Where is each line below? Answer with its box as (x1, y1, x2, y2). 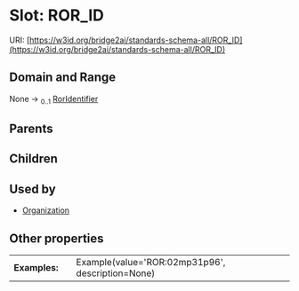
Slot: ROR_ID (9, 5, 105, 26)
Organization (21, 205, 69, 216)
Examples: (13, 261, 60, 273)
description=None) (76, 267, 156, 279)
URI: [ (9, 35, 30, 45)
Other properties (9, 231, 104, 246)
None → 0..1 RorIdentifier (9, 93, 99, 106)
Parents (9, 121, 53, 136)
